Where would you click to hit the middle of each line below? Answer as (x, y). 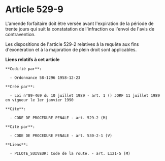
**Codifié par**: (24, 69)
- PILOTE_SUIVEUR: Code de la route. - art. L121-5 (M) (70, 153)
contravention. (20, 34)
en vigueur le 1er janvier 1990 (39, 100)
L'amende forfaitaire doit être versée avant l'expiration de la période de (79, 23)
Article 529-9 (34, 9)
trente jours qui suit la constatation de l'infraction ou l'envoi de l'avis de (80, 29)
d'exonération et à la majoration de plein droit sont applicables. (71, 49)
